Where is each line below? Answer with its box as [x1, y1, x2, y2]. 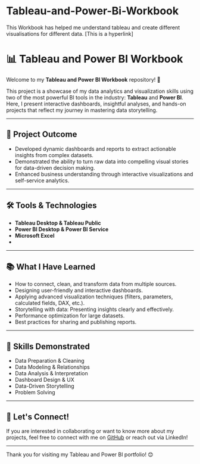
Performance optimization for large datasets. [14, 312, 125, 319]
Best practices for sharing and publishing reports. [14, 319, 137, 326]
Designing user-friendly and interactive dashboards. [14, 287, 143, 294]
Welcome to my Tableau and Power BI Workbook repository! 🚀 [6, 76, 161, 83]
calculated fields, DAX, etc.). [14, 300, 85, 307]
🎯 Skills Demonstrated [6, 341, 90, 351]
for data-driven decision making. [14, 164, 95, 171]
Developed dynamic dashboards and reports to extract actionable [14, 145, 177, 152]
